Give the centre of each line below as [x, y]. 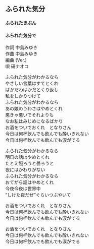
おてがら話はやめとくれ [30, 182]
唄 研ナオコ [17, 67]
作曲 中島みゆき [21, 54]
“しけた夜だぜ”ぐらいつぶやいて [38, 195]
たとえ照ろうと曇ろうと [30, 163]
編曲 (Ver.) [16, 60]
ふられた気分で [21, 35]
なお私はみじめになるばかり [34, 121]
